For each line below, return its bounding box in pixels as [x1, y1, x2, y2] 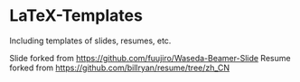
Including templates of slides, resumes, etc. [9, 35, 172, 46]
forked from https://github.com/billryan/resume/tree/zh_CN [9, 62, 230, 73]
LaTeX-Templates [9, 5, 143, 26]
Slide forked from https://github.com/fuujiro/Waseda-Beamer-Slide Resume [9, 52, 291, 63]
